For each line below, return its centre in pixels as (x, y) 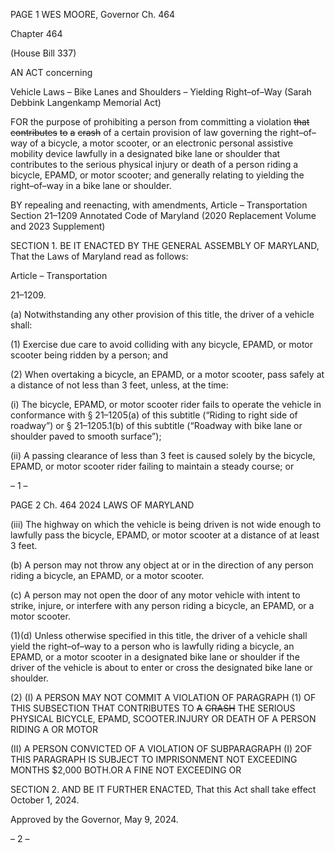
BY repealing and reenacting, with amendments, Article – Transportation (159, 205)
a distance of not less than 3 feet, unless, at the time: (119, 385)
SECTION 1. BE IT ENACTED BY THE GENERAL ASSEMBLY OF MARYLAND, (165, 245)
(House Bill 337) (43, 53)
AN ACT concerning (51, 72)
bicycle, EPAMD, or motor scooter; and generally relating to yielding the (157, 175)
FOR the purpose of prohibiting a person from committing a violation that (160, 122)
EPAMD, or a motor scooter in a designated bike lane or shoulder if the (155, 657)
